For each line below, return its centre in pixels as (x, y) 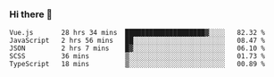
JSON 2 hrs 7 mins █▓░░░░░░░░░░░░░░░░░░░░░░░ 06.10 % (137, 48)
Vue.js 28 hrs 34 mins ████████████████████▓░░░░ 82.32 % (137, 33)
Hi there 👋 (31, 14)
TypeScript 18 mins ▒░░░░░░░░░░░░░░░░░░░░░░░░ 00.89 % (137, 64)
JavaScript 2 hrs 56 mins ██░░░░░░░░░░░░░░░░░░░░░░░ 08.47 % (137, 41)
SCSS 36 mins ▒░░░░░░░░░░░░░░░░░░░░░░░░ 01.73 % (137, 56)
